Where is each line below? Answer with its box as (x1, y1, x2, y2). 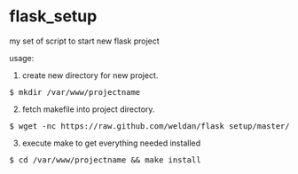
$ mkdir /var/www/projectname (9, 87, 141, 97)
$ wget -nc (9, 121, 57, 130)
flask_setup (9, 6, 98, 27)
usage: (9, 52, 35, 63)
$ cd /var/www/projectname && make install (9, 154, 201, 165)
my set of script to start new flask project (9, 36, 160, 46)
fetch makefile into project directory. (21, 104, 155, 115)
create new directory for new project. (21, 69, 159, 81)
